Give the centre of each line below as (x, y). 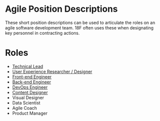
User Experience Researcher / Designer (52, 72)
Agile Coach (24, 108)
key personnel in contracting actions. (42, 33)
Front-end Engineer (32, 76)
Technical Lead (27, 66)
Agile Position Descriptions (61, 9)
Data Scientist (26, 103)
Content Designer (30, 92)
